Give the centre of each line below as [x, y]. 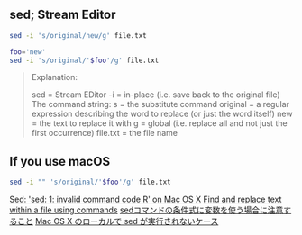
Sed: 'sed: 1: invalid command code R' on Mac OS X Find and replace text [146, 199]
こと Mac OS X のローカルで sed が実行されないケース [118, 221]
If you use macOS [60, 161]
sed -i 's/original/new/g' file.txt [78, 35]
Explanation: [55, 77]
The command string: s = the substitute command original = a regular [160, 104]
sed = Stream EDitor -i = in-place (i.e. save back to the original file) [156, 95]
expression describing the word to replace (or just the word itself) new [162, 114]
